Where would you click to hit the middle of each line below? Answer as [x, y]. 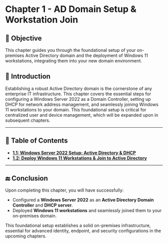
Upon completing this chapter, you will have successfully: [64, 190]
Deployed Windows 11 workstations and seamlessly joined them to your [87, 211]
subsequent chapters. [28, 120]
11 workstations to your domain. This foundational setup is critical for [76, 110]
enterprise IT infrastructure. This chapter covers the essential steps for [78, 94]
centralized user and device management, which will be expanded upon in [82, 115]
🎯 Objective [23, 38]
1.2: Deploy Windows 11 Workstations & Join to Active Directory [80, 158]
